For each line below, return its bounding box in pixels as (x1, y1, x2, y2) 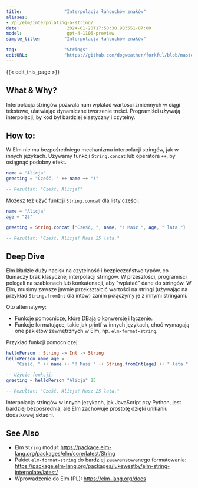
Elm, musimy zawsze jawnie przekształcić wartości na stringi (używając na (6, 286, 188, 293)
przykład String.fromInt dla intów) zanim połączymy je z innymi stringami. (6, 292, 188, 299)
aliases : (6, 14, 28, 20)
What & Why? (6, 85, 57, 95)
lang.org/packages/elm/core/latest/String (14, 450, 115, 457)
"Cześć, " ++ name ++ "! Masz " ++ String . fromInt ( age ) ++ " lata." (16, 361, 189, 367)
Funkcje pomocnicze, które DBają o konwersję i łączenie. (14, 315, 153, 322)
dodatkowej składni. (6, 411, 55, 418)
